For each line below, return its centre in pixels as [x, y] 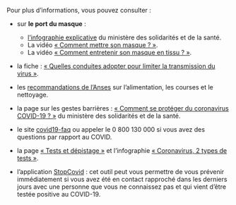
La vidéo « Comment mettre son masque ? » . [93, 45]
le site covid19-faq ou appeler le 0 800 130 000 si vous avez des [111, 129]
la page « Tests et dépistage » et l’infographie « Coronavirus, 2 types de [122, 150]
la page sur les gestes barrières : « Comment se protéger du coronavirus [123, 108]
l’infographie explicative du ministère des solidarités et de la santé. [124, 37]
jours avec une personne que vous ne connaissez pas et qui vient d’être [122, 187]
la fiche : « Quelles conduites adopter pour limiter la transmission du [116, 66]
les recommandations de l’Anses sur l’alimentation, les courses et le [115, 87]
